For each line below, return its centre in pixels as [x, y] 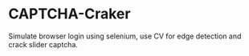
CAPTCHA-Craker [69, 14]
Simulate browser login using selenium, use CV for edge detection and [125, 36]
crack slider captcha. [43, 44]
